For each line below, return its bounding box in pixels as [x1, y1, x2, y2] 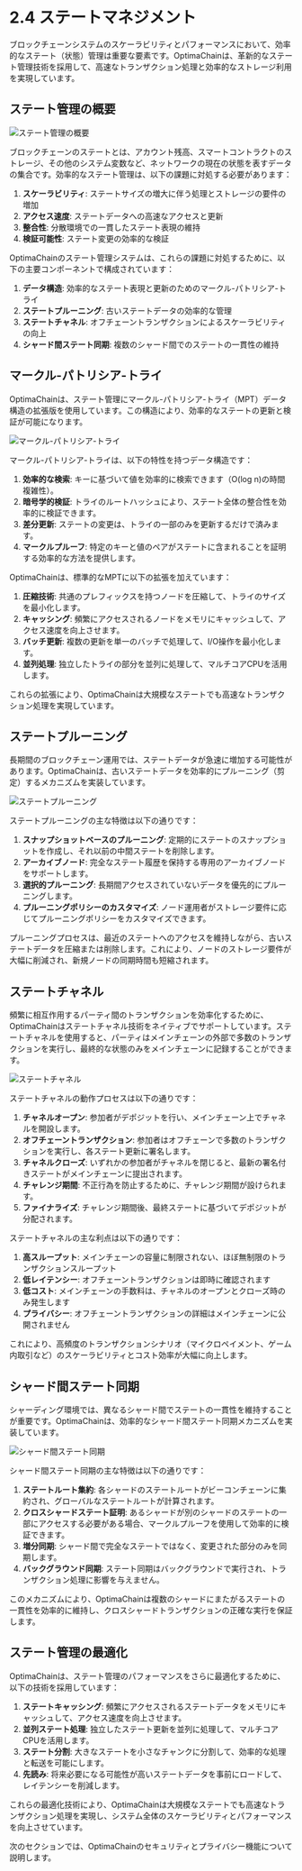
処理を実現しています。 [32, 699, 120, 711]
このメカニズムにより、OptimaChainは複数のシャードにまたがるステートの [9, 1593, 286, 1604]
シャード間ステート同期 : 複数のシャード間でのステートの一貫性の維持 [22, 339, 280, 350]
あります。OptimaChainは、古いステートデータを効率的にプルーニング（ [9, 766, 277, 777]
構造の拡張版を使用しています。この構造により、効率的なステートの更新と [9, 405, 284, 415]
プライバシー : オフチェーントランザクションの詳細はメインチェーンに [22, 1308, 279, 1319]
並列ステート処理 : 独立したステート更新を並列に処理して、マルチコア [22, 1723, 279, 1734]
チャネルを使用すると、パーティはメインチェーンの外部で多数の [24, 1032, 261, 1043]
